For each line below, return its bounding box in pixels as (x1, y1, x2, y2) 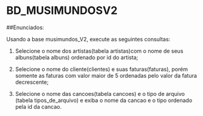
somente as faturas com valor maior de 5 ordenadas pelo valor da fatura (15, 72, 197, 79)
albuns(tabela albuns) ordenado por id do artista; (15, 53, 138, 61)
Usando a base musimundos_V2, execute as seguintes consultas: (6, 35, 171, 43)
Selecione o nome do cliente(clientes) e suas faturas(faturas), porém (15, 65, 188, 73)
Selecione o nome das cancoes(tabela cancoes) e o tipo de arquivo (15, 90, 185, 97)
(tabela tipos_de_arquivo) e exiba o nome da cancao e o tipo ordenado (15, 97, 193, 104)
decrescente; (15, 78, 49, 86)
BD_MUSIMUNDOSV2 (6, 4, 118, 18)
